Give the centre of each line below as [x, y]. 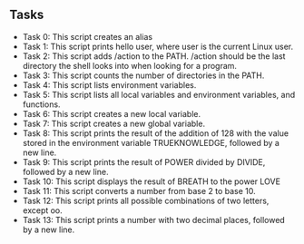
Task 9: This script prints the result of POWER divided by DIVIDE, [144, 161]
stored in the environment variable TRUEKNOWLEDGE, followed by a [151, 142]
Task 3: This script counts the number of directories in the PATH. [143, 75]
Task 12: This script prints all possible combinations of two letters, [146, 200]
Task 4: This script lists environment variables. [109, 84]
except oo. [43, 210]
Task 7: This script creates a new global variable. [114, 123]
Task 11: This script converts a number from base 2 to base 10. [139, 190]
